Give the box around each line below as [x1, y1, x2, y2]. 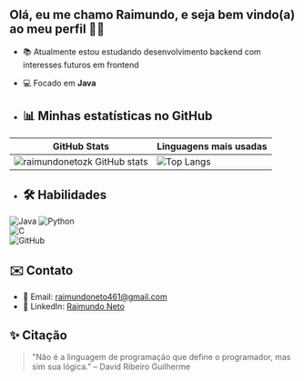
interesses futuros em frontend [22, 59, 139, 70]
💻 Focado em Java [22, 77, 96, 88]
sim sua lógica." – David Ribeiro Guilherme [31, 361, 191, 372]
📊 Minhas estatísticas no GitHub [22, 108, 213, 124]
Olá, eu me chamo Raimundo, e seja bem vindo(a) [9, 7, 296, 23]
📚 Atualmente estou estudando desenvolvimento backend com [22, 45, 261, 57]
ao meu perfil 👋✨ [9, 22, 105, 37]
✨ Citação [9, 327, 68, 343]
